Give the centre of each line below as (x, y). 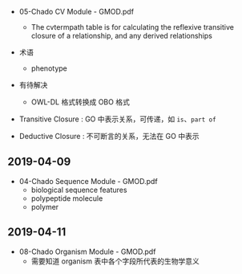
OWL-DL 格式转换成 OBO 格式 (80, 102)
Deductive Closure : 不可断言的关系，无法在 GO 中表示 (109, 136)
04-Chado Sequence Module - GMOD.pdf (88, 181)
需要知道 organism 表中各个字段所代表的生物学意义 (115, 261)
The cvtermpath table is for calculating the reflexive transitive (132, 27)
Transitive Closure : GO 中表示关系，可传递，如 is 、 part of (118, 119)
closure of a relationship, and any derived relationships (122, 36)
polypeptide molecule (67, 198)
